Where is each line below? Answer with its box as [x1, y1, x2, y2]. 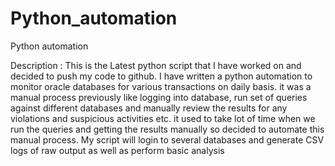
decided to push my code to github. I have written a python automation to [10, 70, 313, 82]
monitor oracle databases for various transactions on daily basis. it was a [10, 80, 312, 92]
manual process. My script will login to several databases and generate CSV [10, 133, 325, 146]
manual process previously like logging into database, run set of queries [10, 91, 308, 103]
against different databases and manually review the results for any [10, 102, 288, 114]
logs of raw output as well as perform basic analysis [10, 144, 225, 156]
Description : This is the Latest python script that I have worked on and [10, 59, 302, 71]
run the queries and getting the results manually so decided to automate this [10, 123, 325, 135]
